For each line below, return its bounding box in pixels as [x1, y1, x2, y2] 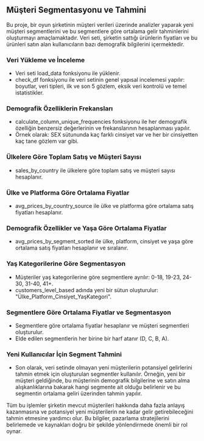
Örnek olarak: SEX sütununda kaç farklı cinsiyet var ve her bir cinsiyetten [15, 131, 199, 138]
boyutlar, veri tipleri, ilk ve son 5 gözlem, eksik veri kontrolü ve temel [15, 82, 187, 90]
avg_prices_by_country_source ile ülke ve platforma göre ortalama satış [15, 203, 194, 209]
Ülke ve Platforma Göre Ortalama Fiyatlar [6, 188, 130, 197]
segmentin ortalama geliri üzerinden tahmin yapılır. [15, 390, 142, 397]
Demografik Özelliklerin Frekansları [6, 104, 113, 113]
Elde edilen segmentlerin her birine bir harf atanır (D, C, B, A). [15, 335, 169, 342]
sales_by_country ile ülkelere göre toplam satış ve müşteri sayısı [15, 167, 175, 174]
